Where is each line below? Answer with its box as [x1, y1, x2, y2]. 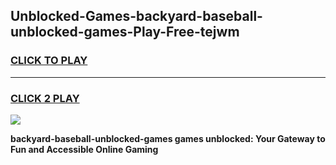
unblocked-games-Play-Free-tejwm [10, 24, 240, 41]
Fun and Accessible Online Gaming [10, 143, 159, 155]
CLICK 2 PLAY [10, 91, 80, 105]
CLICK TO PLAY [10, 54, 88, 68]
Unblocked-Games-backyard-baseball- [10, 8, 263, 25]
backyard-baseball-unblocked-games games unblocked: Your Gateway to [10, 132, 326, 144]
